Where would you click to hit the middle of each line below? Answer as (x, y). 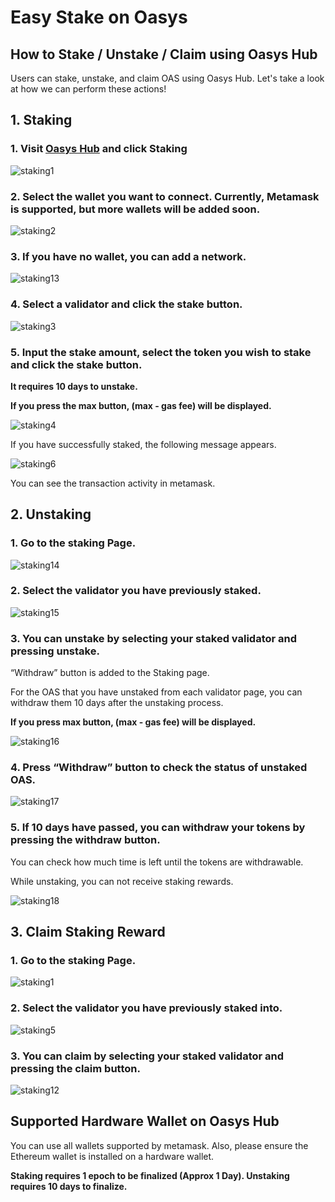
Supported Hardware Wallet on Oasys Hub (145, 1121)
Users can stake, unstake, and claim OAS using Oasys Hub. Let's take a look (167, 78)
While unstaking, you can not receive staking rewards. (122, 881)
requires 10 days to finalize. (69, 1186)
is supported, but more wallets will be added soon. (135, 209)
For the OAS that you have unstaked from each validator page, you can (156, 692)
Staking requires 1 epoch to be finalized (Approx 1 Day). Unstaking (150, 1175)
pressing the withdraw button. (85, 840)
